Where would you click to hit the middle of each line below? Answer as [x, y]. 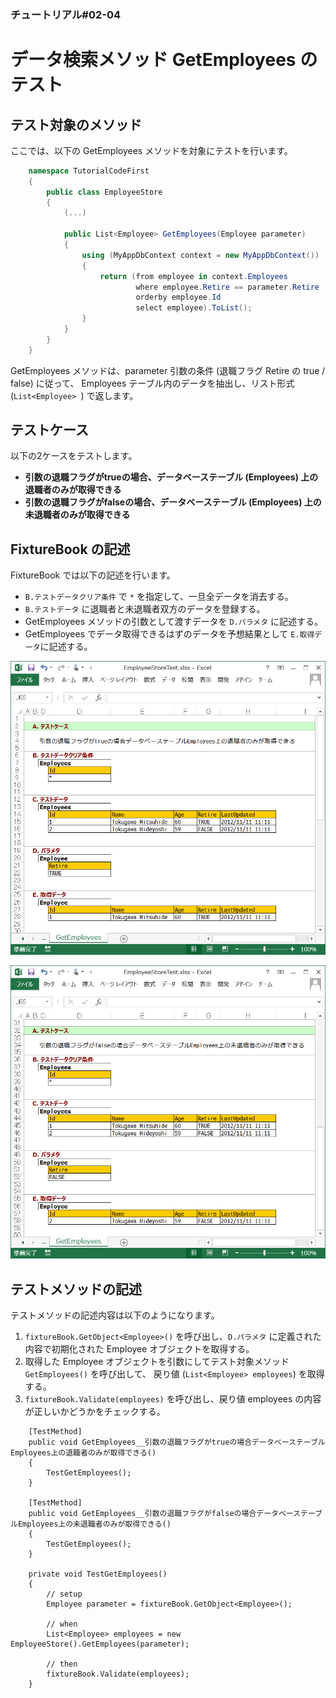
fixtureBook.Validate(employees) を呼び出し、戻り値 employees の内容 [173, 1399]
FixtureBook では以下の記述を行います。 [93, 575]
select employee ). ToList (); [194, 308]
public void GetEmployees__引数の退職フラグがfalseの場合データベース [164, 1514]
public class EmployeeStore [104, 192]
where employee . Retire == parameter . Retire [227, 287]
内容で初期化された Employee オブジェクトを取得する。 [139, 1349]
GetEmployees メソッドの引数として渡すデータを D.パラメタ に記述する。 [173, 622]
